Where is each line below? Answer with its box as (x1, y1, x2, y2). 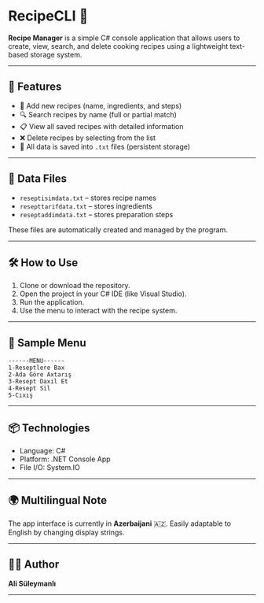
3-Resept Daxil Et (8, 378, 68, 386)
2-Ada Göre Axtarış (8, 371, 72, 379)
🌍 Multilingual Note (8, 494, 108, 507)
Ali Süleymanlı (8, 579, 57, 588)
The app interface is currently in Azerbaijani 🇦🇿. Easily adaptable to (8, 519, 232, 528)
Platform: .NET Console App (19, 454, 112, 464)
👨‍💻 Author (8, 558, 60, 572)
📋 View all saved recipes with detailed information (19, 121, 184, 131)
